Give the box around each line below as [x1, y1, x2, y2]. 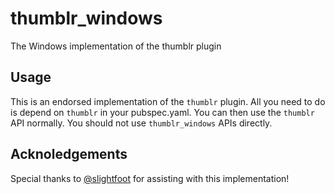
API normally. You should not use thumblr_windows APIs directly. [10, 117, 273, 129]
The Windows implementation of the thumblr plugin [10, 40, 222, 52]
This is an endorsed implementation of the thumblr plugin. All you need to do [10, 95, 326, 107]
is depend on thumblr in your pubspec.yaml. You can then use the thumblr [10, 106, 315, 118]
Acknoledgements [10, 146, 128, 163]
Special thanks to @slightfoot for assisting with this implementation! [10, 172, 290, 184]
